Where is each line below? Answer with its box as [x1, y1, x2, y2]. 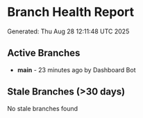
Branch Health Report [7, 4, 135, 20]
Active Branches [7, 47, 81, 59]
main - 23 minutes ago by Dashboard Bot [17, 65, 136, 74]
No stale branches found [7, 104, 78, 112]
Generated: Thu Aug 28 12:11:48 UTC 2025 [7, 27, 130, 35]
